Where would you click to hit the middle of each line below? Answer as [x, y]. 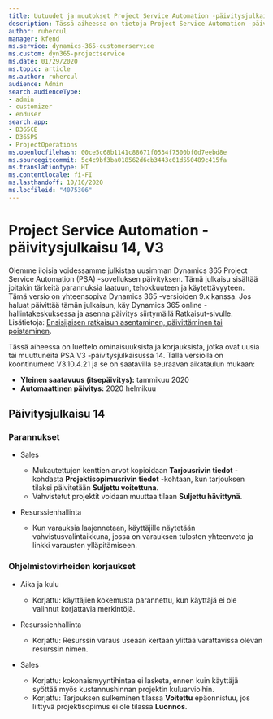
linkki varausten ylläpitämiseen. [85, 546]
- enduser [25, 115]
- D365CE [23, 129]
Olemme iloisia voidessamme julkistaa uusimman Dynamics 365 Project [128, 270]
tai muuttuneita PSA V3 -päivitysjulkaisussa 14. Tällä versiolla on [116, 355]
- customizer [30, 107]
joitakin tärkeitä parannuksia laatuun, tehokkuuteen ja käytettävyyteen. [127, 287]
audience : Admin [36, 84]
